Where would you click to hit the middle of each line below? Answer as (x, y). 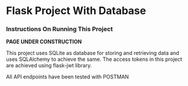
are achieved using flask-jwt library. (49, 66)
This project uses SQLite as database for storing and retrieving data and (93, 53)
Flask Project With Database (76, 11)
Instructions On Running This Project (60, 29)
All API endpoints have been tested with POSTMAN (68, 77)
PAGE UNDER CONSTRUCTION (44, 42)
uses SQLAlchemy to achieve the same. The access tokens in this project (94, 59)
